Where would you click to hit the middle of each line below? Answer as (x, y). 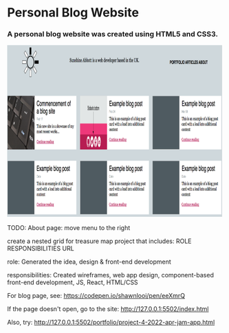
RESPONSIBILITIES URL (41, 249)
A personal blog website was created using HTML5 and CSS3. (113, 34)
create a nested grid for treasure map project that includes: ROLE (99, 241)
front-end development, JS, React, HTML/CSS (73, 282)
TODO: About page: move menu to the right (69, 228)
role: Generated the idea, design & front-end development (89, 262)
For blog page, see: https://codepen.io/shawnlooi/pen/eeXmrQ (96, 296)
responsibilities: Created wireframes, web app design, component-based (111, 275)
